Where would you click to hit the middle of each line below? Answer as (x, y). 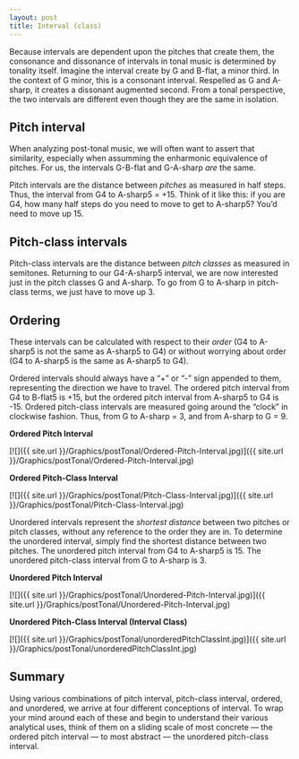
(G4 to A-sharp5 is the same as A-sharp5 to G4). (99, 360)
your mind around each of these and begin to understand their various (139, 717)
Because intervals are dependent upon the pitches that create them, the (142, 51)
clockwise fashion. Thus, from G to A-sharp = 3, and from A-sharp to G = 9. (149, 416)
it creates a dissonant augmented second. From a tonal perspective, (160, 90)
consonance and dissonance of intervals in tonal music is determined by (143, 61)
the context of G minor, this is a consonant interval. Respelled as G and (140, 80)
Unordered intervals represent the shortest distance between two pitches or (150, 522)
